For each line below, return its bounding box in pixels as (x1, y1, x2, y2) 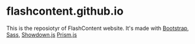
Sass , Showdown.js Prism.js (6, 31, 77, 38)
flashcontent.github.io (6, 4, 124, 18)
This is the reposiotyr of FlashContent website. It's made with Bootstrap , (6, 24, 189, 32)
